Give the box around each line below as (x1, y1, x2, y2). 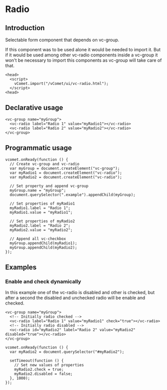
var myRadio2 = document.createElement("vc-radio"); (10, 174, 122, 179)
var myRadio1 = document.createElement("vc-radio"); (10, 170, 122, 175)
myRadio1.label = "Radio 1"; (10, 205, 71, 211)
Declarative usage (5, 104, 64, 112)
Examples (5, 263, 37, 272)
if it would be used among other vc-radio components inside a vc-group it (5, 52, 158, 58)
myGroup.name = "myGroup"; (10, 187, 66, 193)
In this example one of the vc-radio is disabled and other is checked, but (5, 289, 155, 296)
